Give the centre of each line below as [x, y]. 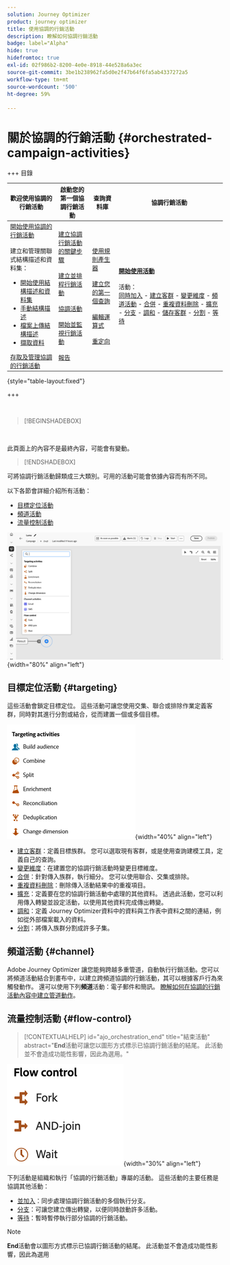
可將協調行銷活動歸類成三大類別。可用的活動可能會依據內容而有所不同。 [109, 476]
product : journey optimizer [47, 22]
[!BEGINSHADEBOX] [52, 421]
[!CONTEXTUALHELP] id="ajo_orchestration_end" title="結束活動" [117, 1036]
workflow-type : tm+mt [38, 79]
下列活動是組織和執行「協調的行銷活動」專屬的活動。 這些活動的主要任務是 [113, 1177]
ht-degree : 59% [29, 94]
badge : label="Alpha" [38, 44]
